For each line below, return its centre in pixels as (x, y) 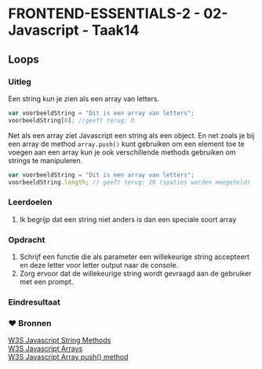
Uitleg (20, 82)
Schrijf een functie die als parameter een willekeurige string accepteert (134, 257)
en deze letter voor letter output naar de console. (99, 265)
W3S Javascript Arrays (45, 349)
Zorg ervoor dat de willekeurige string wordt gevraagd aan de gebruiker (136, 273)
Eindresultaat (34, 301)
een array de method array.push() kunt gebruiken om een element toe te (126, 144)
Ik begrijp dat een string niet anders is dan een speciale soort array (128, 219)
